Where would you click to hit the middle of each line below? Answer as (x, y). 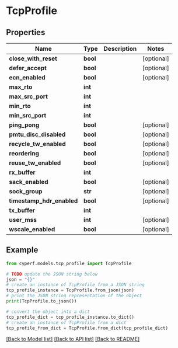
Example (22, 250)
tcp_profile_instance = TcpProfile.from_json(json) (70, 290)
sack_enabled (29, 182)
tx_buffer (22, 210)
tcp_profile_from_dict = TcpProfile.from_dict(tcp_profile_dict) (87, 328)
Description (120, 49)
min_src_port (28, 115)
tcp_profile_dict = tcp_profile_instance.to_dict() (70, 317)
